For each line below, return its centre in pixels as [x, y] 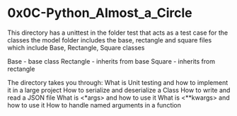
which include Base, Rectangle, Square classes [76, 47]
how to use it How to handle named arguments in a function [94, 105]
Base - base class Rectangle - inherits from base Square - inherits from [111, 61]
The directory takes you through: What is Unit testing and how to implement [118, 82]
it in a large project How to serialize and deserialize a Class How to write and [119, 90]
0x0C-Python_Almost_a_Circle [100, 13]
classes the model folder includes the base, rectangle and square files [110, 40]
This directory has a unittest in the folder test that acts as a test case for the [118, 33]
